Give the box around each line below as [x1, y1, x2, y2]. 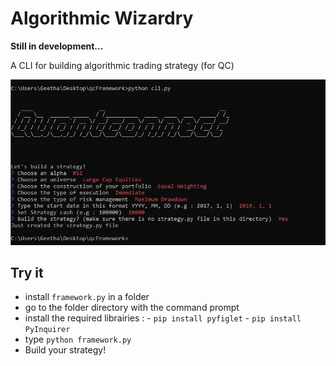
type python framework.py [24, 333, 132, 346]
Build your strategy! [24, 344, 107, 356]
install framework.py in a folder [24, 291, 150, 303]
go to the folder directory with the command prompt [24, 302, 240, 314]
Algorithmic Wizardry [10, 7, 194, 30]
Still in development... [10, 40, 104, 52]
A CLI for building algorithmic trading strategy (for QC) [10, 59, 235, 71]
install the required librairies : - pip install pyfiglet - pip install [24, 312, 302, 324]
